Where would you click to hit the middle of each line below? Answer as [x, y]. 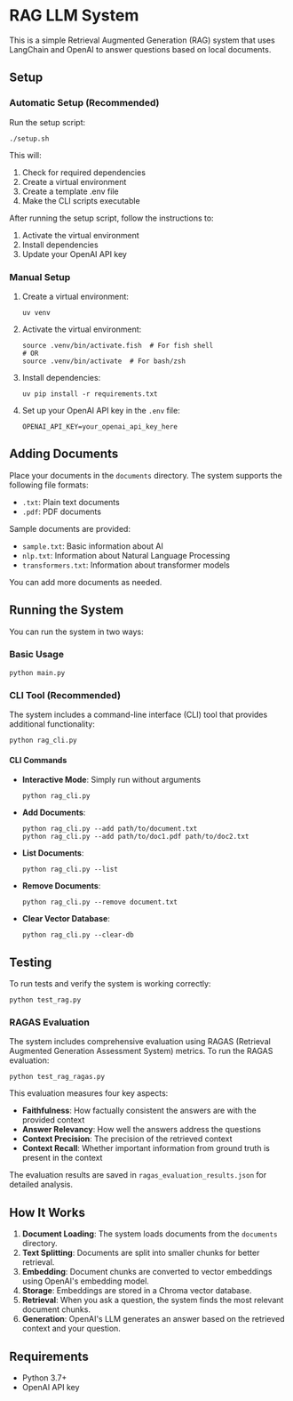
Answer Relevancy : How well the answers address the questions [142, 1130]
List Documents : [53, 853]
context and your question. [71, 1329]
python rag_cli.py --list [70, 870]
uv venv [36, 312]
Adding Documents [64, 454]
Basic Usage [37, 655]
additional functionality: [52, 724]
